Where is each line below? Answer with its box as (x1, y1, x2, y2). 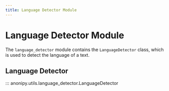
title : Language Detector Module (5, 7, 77, 13)
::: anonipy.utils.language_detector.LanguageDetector (5, 80, 119, 86)
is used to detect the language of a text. (5, 52, 90, 58)
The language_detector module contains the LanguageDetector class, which (5, 47, 164, 53)
